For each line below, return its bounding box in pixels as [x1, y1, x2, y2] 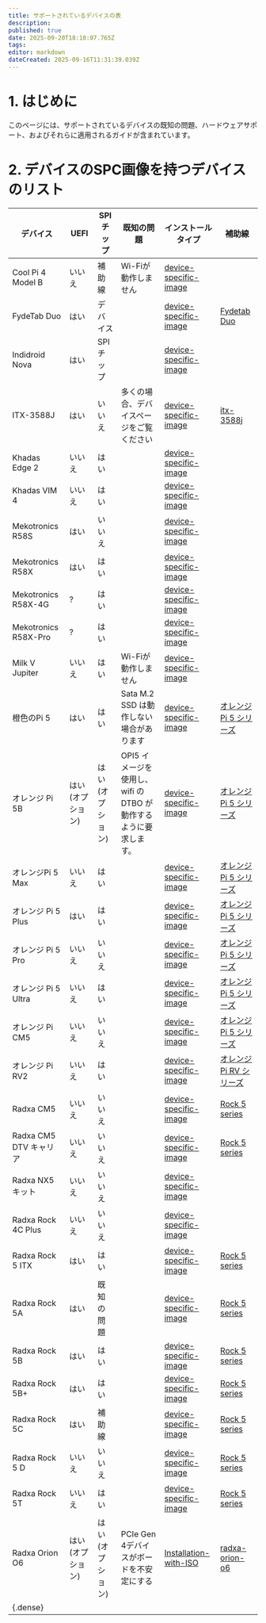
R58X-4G [12, 599, 50, 610]
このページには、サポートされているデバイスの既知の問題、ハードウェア [8, 120, 244, 129]
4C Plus [12, 1224, 42, 1235]
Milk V [12, 657, 36, 668]
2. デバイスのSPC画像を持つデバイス [8, 161, 247, 178]
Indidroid [12, 349, 46, 360]
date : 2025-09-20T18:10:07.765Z [8, 33, 115, 42]
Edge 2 [12, 461, 40, 473]
